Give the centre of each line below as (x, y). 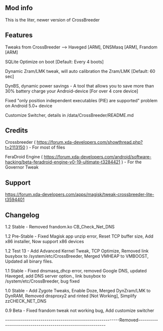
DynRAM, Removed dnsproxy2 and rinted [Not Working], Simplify (71, 296)
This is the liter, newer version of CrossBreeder (53, 20)
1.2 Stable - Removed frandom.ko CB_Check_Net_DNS (60, 227)
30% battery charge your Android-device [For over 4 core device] (72, 91)
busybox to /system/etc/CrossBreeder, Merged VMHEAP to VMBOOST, (77, 256)
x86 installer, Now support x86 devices (45, 242)
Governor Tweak (22, 167)
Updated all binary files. (29, 262)
